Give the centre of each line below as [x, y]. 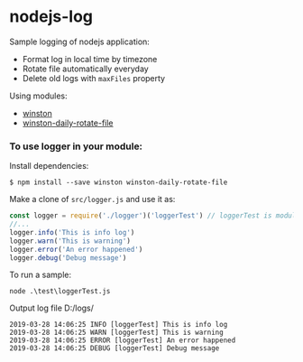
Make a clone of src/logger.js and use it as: [92, 200]
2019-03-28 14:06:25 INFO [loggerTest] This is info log [119, 325]
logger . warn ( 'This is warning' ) [70, 241]
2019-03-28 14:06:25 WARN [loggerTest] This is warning [116, 333]
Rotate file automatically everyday [85, 69]
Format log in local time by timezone [90, 59]
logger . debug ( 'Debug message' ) [68, 258]
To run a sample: [41, 275]
